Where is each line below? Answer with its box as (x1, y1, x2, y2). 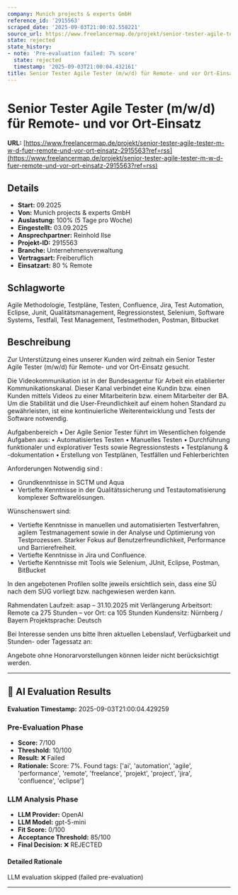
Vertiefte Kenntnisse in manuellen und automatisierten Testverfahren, (17, 520, 220, 529)
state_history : (7, 43, 52, 50)
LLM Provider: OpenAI (17, 811, 84, 819)
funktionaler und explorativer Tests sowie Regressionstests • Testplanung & (7, 443, 229, 451)
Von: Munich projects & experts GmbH (17, 209, 131, 217)
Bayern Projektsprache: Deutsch (7, 615, 102, 625)
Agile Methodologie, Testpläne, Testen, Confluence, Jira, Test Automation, (7, 301, 225, 309)
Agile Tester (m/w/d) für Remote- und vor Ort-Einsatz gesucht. (7, 363, 191, 371)
